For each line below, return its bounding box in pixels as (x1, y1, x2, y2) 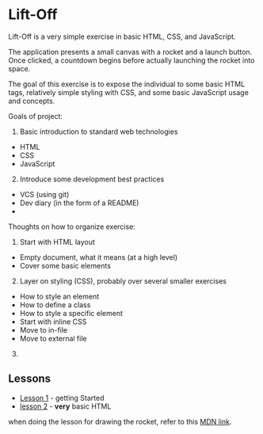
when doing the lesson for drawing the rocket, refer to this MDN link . (8, 417, 232, 426)
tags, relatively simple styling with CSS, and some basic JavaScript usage (8, 87, 250, 97)
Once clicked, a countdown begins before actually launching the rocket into (8, 55, 255, 65)
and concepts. (8, 96, 55, 105)
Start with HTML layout (19, 237, 95, 246)
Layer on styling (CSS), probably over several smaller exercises (19, 276, 227, 286)
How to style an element (19, 291, 100, 301)
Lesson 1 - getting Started (19, 393, 105, 402)
